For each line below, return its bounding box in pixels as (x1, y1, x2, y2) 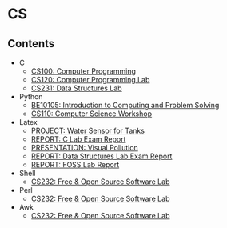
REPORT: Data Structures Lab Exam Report (30, 151, 173, 161)
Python (18, 92, 43, 101)
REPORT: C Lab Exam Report (30, 134, 126, 144)
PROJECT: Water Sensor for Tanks (30, 126, 145, 135)
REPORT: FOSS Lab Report (30, 160, 120, 169)
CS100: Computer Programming (30, 66, 137, 76)
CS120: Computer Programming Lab (30, 75, 150, 84)
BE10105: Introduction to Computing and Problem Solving (30, 101, 220, 110)
